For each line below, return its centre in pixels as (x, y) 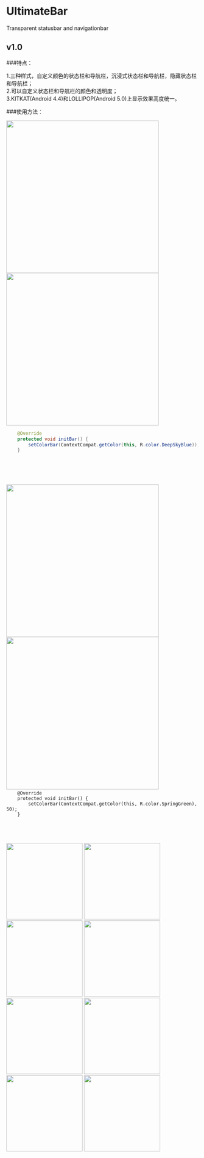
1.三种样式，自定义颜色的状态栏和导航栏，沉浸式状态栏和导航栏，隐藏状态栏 (101, 76)
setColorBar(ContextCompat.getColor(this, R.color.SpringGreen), (113, 804)
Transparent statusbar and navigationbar (58, 28)
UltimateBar (37, 11)
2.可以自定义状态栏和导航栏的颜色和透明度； (62, 91)
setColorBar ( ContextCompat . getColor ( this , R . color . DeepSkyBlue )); (114, 445)
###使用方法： (25, 112)
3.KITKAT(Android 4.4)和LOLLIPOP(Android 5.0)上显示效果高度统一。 (93, 98)
